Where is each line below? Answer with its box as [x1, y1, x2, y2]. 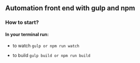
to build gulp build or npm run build [12, 52, 91, 58]
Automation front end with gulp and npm [5, 4, 135, 12]
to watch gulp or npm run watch [12, 42, 80, 48]
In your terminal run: [5, 31, 49, 37]
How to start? [5, 19, 39, 26]
